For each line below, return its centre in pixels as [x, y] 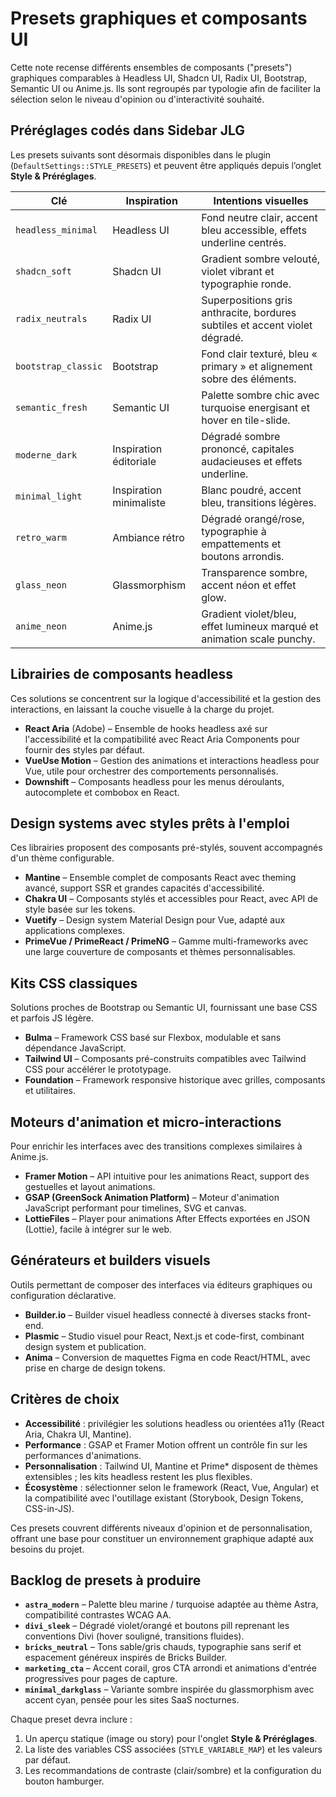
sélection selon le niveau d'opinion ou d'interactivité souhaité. [137, 99]
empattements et [241, 544]
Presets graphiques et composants [159, 18]
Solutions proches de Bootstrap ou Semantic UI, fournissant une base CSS [164, 1008]
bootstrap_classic [59, 366]
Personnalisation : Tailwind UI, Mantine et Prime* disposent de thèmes [171, 1466]
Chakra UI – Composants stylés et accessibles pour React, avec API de [171, 899]
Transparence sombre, [254, 572]
